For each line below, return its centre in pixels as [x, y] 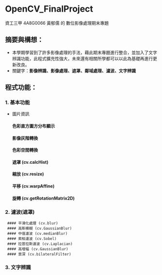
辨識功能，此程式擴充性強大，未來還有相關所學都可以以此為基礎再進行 [82, 58]
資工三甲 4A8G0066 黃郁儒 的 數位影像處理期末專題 [57, 23]
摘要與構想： [24, 40]
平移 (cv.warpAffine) [33, 186]
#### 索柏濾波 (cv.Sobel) [32, 239]
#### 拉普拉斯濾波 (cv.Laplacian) [40, 244]
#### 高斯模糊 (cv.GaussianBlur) [39, 228]
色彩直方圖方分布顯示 [33, 126]
